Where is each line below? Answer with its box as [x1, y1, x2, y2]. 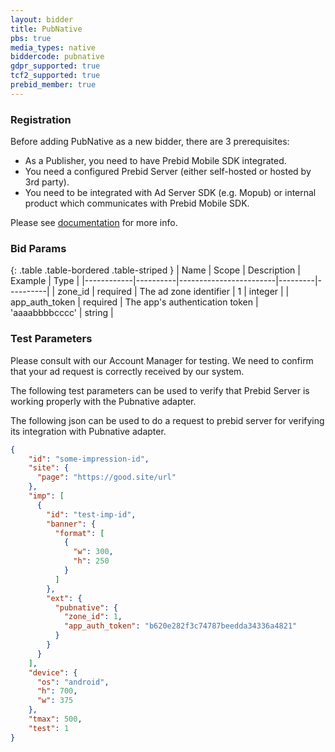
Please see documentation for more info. [10, 217, 178, 229]
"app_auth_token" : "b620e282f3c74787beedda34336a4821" [63, 621, 298, 631]
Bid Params [10, 241, 67, 255]
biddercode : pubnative [10, 52, 105, 62]
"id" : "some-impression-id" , [28, 454, 150, 464]
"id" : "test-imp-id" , [46, 509, 137, 520]
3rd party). [24, 176, 70, 188]
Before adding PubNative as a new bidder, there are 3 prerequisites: [10, 136, 290, 148]
